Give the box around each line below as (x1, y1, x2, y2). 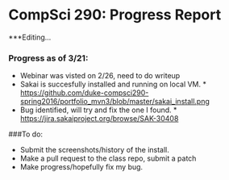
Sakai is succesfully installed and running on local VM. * (19, 79, 207, 90)
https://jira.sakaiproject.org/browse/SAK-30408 (19, 114, 179, 123)
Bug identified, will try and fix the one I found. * (19, 105, 177, 115)
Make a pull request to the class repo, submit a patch (19, 153, 197, 163)
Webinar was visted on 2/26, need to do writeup (19, 71, 181, 81)
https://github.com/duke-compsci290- (19, 88, 149, 98)
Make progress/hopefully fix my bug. (19, 162, 144, 172)
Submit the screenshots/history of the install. (19, 145, 169, 155)
